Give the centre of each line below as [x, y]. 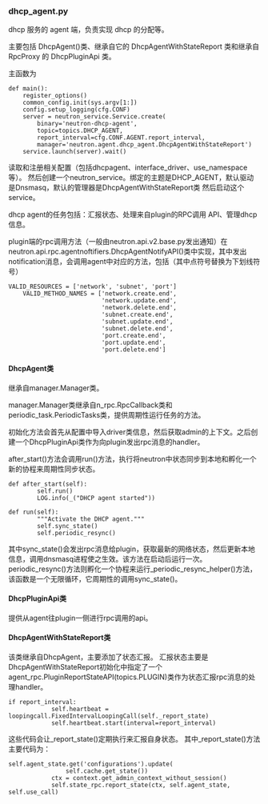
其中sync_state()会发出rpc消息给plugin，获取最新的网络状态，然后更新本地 [132, 549]
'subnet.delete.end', [137, 329]
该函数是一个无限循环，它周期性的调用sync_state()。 [95, 578]
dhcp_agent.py [38, 11]
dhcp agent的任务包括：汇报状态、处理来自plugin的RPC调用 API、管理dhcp [133, 214]
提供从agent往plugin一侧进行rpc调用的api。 [80, 618]
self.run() [55, 491]
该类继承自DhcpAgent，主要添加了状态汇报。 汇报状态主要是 [108, 657]
